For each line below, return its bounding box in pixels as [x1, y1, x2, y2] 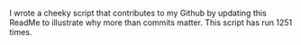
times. [9, 27, 32, 37]
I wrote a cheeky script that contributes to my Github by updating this [9, 8, 268, 18]
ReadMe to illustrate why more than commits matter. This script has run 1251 [9, 17, 293, 28]
